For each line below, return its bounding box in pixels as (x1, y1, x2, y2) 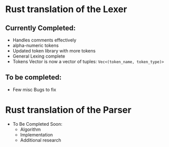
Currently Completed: (5, 24, 76, 32)
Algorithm (20, 126, 41, 132)
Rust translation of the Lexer (5, 4, 127, 15)
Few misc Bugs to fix (12, 86, 57, 92)
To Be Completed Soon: (12, 121, 62, 127)
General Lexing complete (12, 53, 65, 59)
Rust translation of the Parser (5, 105, 132, 116)
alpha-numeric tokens (12, 42, 59, 48)
